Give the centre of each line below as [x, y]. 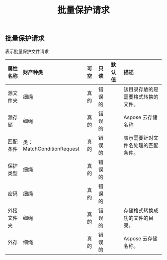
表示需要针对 [139, 138]
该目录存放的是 [141, 89]
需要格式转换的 [141, 96]
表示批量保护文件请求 [27, 51]
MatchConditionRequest [51, 149]
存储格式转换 [139, 210]
